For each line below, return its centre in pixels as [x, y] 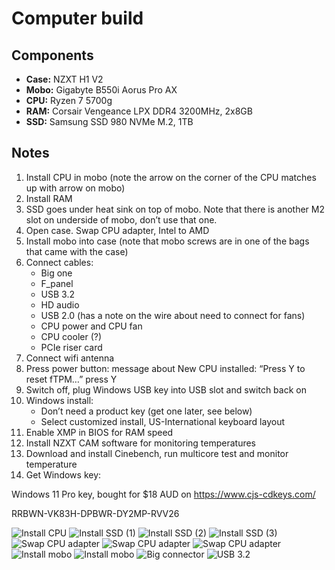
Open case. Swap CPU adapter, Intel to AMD [117, 230]
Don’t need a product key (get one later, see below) [146, 411]
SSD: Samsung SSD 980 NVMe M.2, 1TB [109, 121]
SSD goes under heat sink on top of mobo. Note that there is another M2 [175, 209]
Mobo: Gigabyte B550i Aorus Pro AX [101, 90]
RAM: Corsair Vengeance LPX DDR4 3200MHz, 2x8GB [139, 111]
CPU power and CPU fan [91, 326]
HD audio [60, 304]
